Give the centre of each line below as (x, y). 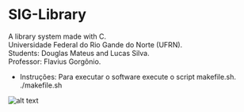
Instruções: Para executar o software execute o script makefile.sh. (128, 77)
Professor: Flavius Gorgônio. (55, 62)
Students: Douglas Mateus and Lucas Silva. (79, 53)
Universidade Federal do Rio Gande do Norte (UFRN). (95, 44)
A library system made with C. (57, 36)
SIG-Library (48, 15)
